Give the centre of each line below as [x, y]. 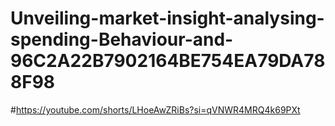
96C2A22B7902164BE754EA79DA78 [168, 61]
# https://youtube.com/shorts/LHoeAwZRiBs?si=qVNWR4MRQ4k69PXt [155, 109]
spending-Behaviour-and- [122, 39]
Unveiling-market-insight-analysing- [167, 18]
